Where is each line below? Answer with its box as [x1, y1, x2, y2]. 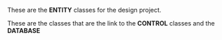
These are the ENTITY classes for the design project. [7, 6, 162, 14]
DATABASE [7, 27, 41, 34]
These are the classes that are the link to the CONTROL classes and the [7, 19, 216, 27]
